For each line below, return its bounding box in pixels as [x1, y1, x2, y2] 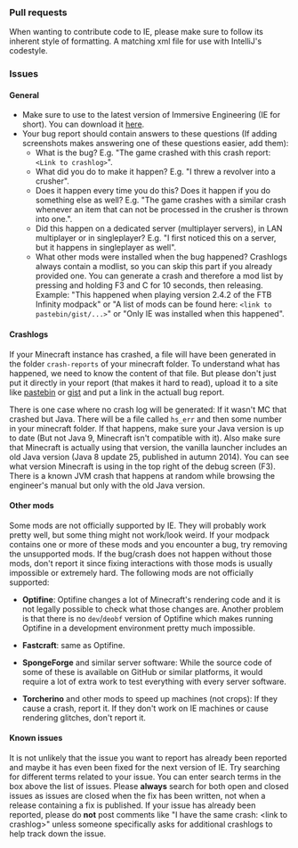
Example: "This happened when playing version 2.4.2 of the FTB [35, 290, 272, 301]
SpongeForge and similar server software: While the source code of [21, 657, 273, 668]
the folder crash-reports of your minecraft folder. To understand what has [9, 358, 280, 369]
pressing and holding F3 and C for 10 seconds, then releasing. [35, 280, 264, 291]
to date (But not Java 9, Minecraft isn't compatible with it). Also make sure [9, 432, 281, 443]
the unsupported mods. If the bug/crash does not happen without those [9, 548, 272, 559]
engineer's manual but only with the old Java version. [9, 480, 205, 490]
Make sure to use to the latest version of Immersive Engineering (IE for [21, 110, 281, 120]
